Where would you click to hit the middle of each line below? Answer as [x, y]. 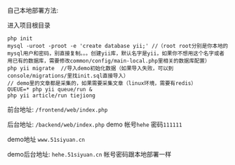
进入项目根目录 [29, 25]
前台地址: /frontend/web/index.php [58, 110]
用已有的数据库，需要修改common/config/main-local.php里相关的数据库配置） [109, 61]
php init [20, 39]
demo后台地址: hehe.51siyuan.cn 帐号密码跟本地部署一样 [89, 154]
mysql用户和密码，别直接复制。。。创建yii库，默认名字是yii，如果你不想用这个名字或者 [116, 53]
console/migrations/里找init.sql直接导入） [68, 76]
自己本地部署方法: [33, 10]
